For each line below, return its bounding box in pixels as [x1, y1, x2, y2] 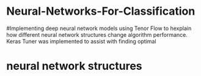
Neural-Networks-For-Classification [6, 4, 196, 18]
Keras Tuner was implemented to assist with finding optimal [6, 37, 157, 45]
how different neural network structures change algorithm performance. [6, 31, 188, 38]
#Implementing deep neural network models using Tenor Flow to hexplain [6, 25, 192, 32]
